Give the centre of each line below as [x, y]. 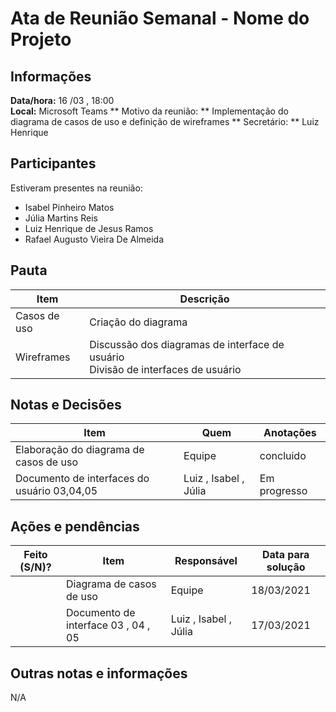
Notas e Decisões [66, 405]
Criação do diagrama [138, 322]
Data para [285, 555]
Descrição [204, 299]
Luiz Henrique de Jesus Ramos [89, 228]
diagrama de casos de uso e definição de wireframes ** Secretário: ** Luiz [165, 121]
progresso [283, 491]
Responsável [206, 561]
